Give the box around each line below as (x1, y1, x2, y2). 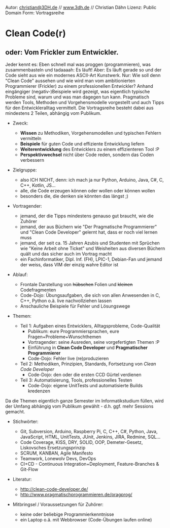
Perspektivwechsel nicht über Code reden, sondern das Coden (20, 152, 154, 158)
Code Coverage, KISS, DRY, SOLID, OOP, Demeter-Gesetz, (20, 439, 143, 445)
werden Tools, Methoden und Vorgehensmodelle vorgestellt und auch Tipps (5, 99, 164, 105)
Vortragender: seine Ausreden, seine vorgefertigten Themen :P (27, 339, 160, 345)
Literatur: (12, 476, 32, 482)
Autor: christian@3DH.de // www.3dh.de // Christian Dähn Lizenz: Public (5, 5, 156, 10)
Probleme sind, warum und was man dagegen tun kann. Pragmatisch (5, 94, 150, 100)
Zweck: (12, 120, 28, 126)
